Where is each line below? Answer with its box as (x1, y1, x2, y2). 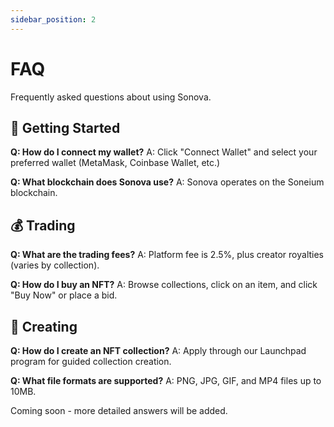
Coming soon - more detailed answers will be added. (10, 405, 228, 416)
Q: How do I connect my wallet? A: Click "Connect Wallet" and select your (10, 146, 318, 158)
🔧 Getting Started (10, 119, 121, 136)
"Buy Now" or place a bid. (10, 289, 118, 301)
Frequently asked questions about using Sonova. (10, 91, 212, 103)
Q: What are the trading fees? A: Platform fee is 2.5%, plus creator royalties (10, 249, 325, 261)
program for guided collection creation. (10, 356, 172, 367)
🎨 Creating (10, 318, 78, 335)
